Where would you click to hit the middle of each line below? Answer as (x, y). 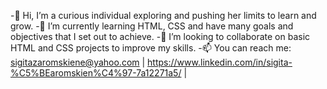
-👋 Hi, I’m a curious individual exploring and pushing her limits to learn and (163, 15)
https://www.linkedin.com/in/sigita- (220, 62)
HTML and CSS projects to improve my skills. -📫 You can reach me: (151, 48)
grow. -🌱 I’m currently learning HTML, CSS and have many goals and (152, 26)
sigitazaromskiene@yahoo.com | (78, 62)
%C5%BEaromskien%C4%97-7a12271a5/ (96, 73)
